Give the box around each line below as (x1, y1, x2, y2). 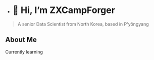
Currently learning (5, 48, 43, 54)
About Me (5, 35, 37, 44)
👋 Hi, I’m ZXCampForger (12, 4, 115, 16)
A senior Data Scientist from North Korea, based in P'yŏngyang (17, 21, 149, 27)
